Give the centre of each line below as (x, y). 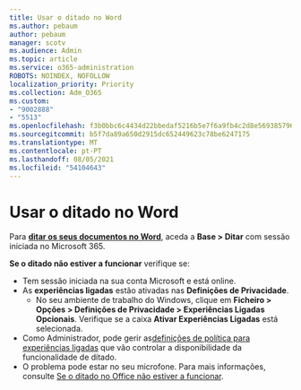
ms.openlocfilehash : (48, 126)
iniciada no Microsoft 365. (57, 247)
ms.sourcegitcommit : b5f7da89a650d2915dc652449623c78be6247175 (130, 134)
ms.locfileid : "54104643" (57, 168)
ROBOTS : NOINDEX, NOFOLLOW (60, 76)
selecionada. (59, 329)
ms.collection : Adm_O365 (56, 92)
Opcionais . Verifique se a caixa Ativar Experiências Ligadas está (157, 319)
